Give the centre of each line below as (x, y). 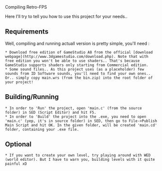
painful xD (16, 164)
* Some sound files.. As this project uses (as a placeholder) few (75, 69)
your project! (19, 82)
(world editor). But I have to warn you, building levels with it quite (80, 160)
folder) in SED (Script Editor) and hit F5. (51, 112)
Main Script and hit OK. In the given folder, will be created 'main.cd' (81, 125)
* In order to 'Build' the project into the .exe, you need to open (76, 117)
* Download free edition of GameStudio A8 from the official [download (79, 52)
